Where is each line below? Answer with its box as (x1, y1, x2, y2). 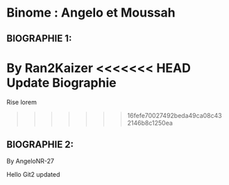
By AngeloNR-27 (6, 157, 55, 166)
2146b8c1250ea (127, 118, 173, 127)
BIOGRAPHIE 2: (6, 139, 74, 150)
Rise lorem (6, 98, 37, 106)
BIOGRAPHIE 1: (6, 33, 72, 44)
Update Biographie (6, 75, 117, 91)
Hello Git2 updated (6, 170, 60, 179)
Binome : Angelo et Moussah (6, 5, 176, 21)
